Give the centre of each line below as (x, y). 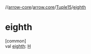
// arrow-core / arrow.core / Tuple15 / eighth (46, 7)
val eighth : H (18, 46)
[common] (16, 41)
